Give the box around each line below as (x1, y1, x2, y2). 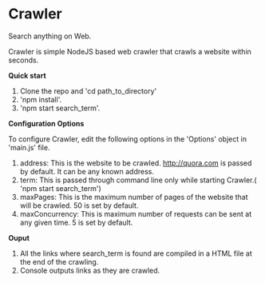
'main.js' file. (8, 142, 50, 152)
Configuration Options (8, 118, 85, 128)
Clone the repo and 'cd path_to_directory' (19, 86, 157, 96)
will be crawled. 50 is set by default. (19, 201, 139, 210)
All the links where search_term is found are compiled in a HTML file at (19, 249, 253, 258)
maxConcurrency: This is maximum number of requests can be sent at (19, 209, 252, 218)
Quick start (8, 70, 46, 80)
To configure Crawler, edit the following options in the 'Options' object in (8, 134, 247, 144)
